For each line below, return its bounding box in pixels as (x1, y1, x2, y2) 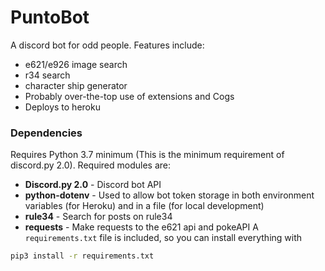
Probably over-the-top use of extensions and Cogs (24, 90, 235, 102)
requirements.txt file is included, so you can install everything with (24, 232, 303, 244)
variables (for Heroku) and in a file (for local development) (24, 200, 265, 212)
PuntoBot (10, 6, 90, 29)
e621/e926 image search (24, 58, 128, 70)
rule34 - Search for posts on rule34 (24, 211, 173, 223)
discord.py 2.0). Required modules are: (10, 159, 172, 171)
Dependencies (10, 126, 83, 140)
